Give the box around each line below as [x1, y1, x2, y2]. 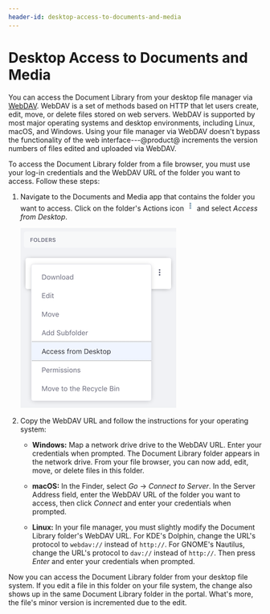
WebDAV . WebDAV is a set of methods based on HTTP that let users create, [8, 100, 260, 110]
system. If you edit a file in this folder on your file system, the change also [8, 580, 253, 590]
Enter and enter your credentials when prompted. [31, 556, 195, 566]
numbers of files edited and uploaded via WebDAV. [8, 143, 177, 153]
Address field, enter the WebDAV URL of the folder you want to [31, 489, 241, 499]
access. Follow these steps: [8, 176, 100, 186]
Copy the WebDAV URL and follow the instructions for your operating [19, 415, 249, 425]
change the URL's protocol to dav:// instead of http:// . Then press [31, 547, 256, 558]
